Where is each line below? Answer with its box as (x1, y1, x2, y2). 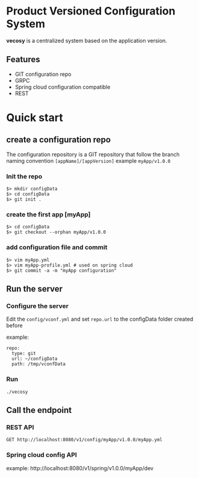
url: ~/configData (11, 356, 58, 362)
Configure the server (6, 301, 69, 310)
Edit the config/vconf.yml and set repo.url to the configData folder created (6, 315, 194, 323)
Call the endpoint (6, 405, 72, 415)
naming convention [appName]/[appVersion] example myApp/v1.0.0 (6, 157, 171, 164)
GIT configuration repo (14, 71, 72, 78)
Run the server (6, 284, 63, 294)
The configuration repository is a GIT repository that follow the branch (6, 151, 180, 158)
